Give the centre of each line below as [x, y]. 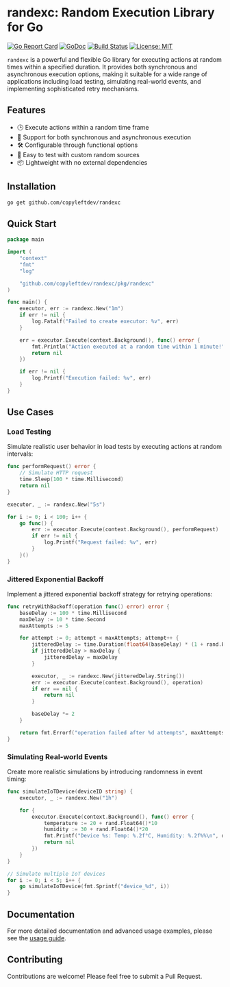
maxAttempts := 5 [44, 626]
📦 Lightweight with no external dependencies [82, 162]
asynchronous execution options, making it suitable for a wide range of [107, 74]
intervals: [20, 454]
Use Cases [30, 412]
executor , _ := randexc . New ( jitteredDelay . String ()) [108, 676]
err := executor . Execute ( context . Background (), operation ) [118, 682]
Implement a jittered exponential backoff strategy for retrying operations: [110, 594]
